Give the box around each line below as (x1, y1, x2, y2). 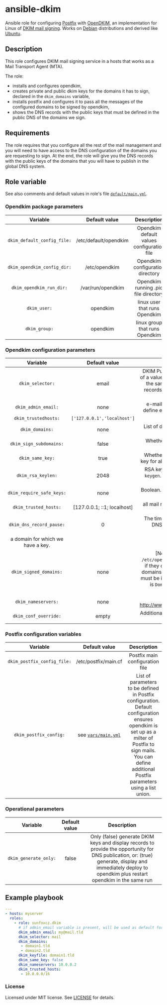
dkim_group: (25, 326, 54, 331)
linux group (136, 319, 163, 326)
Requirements (5, 129, 50, 137)
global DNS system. (5, 163, 46, 169)
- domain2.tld (20, 948, 50, 953)
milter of (133, 735, 153, 742)
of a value (140, 374, 163, 381)
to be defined (127, 685, 159, 692)
